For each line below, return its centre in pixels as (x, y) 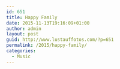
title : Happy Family (32, 17)
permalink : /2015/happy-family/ (46, 46)
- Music (21, 56)
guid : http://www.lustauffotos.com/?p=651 (60, 40)
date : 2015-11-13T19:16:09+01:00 (48, 23)
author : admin (24, 28)
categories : (21, 51)
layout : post (22, 34)
